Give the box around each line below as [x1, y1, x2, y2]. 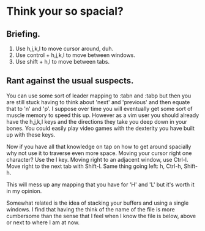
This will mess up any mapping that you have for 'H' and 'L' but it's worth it [6, 181, 195, 188]
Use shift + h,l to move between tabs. [15, 58, 110, 65]
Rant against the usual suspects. [6, 75, 134, 86]
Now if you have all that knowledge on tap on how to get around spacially [6, 143, 192, 150]
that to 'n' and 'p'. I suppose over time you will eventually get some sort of [6, 105, 193, 112]
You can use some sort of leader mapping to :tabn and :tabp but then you [6, 92, 192, 99]
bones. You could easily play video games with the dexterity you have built [6, 124, 195, 132]
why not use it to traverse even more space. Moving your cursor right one [6, 149, 192, 157]
